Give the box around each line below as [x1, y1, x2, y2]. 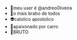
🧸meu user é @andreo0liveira [10, 5, 72, 11]
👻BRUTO [10, 29, 29, 35]
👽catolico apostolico [10, 16, 54, 22]
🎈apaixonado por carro [10, 24, 58, 29]
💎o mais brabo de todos [10, 10, 60, 16]
